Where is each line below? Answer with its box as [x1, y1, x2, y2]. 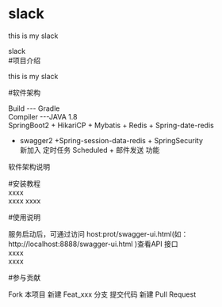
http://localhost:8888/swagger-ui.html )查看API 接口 [8, 239, 178, 248]
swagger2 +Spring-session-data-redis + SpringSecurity [19, 135, 204, 145]
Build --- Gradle [8, 104, 60, 113]
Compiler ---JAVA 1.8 [8, 112, 78, 121]
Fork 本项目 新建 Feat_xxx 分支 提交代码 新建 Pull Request [8, 290, 197, 299]
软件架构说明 [8, 161, 50, 171]
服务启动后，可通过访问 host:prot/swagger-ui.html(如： [8, 229, 189, 238]
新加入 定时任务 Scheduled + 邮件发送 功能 [19, 145, 160, 154]
